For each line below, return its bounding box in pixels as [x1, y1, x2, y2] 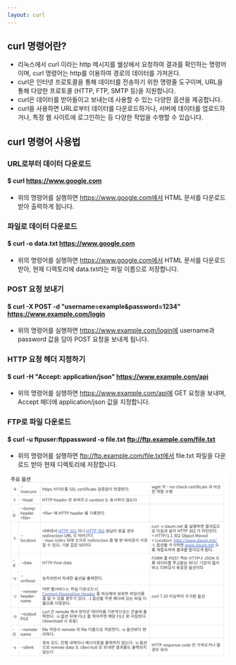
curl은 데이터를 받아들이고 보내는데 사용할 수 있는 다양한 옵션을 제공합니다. [17, 95, 223, 104]
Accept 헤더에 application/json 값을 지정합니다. [17, 397, 151, 406]
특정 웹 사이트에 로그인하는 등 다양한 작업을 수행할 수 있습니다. [32, 113, 204, 121]
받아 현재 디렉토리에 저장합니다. [30, 460, 118, 469]
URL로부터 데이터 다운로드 [7, 159, 92, 169]
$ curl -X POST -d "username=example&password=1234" [7, 302, 181, 311]
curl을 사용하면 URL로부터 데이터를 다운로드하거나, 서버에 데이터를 [17, 104, 201, 113]
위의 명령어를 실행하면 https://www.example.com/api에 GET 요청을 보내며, [17, 389, 227, 397]
